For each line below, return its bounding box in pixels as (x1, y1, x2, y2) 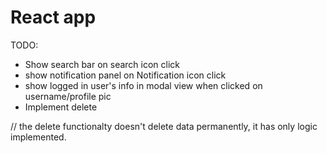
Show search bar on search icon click (24, 58, 181, 70)
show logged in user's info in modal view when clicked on (24, 79, 263, 91)
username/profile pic (24, 90, 112, 102)
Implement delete (24, 101, 98, 113)
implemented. (10, 131, 67, 143)
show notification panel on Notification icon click (24, 69, 227, 81)
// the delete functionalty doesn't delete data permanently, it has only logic (10, 120, 318, 132)
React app (10, 6, 97, 29)
